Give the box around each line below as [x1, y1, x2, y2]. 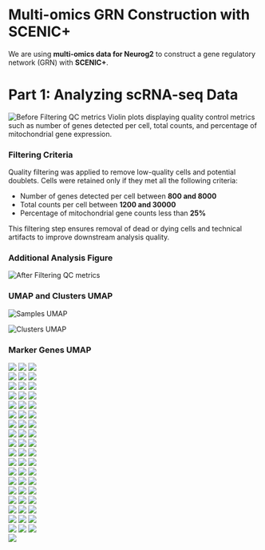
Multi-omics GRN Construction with [8, 6, 250, 24]
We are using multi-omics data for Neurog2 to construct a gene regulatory [8, 49, 256, 58]
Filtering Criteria [8, 149, 73, 160]
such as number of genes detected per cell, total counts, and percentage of [8, 120, 258, 130]
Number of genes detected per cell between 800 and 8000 [19, 191, 217, 201]
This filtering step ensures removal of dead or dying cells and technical [8, 224, 243, 234]
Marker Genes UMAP [8, 344, 92, 355]
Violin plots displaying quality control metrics [107, 112, 255, 122]
